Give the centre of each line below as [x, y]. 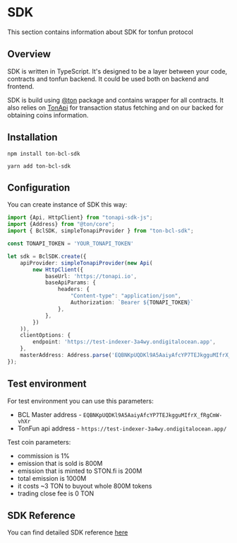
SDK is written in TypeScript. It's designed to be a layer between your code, [117, 71]
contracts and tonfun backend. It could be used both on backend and [108, 79]
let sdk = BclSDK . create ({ [47, 256]
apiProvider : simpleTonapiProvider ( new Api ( [86, 263]
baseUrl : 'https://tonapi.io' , [91, 276]
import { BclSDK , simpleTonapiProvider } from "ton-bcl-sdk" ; [101, 231]
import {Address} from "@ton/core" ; [61, 224]
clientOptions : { [45, 336]
